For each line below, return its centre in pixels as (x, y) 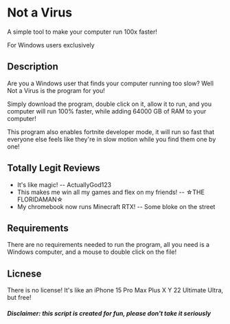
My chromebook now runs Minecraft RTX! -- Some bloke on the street (116, 206)
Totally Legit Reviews (54, 168)
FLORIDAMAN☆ (40, 199)
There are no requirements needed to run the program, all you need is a (108, 245)
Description (33, 67)
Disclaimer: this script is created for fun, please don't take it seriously (109, 313)
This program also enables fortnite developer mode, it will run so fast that (111, 131)
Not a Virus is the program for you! (56, 90)
